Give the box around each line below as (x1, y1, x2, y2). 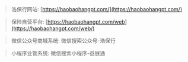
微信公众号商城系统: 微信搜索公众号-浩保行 (11, 37, 116, 44)
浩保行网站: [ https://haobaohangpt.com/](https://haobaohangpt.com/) (11, 6, 183, 12)
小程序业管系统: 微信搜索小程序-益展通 (11, 50, 106, 57)
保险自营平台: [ (11, 18, 48, 25)
